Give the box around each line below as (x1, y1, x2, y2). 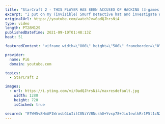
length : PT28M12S (5, 26, 41, 31)
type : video (5, 21, 29, 26)
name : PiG (9, 57, 29, 62)
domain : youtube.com (9, 62, 52, 66)
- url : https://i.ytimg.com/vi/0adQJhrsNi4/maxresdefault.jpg (9, 89, 139, 93)
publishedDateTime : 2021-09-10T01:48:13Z (5, 30, 91, 35)
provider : (5, 52, 26, 57)
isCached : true (14, 102, 45, 107)
